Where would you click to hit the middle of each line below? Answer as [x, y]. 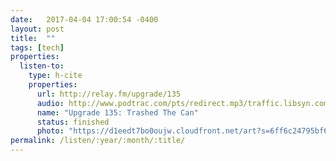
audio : [50, 103]
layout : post [37, 29]
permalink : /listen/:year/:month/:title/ [98, 141]
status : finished [73, 122]
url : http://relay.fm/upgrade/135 [109, 94]
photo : [50, 131]
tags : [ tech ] [37, 47]
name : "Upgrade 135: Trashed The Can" [117, 112]
